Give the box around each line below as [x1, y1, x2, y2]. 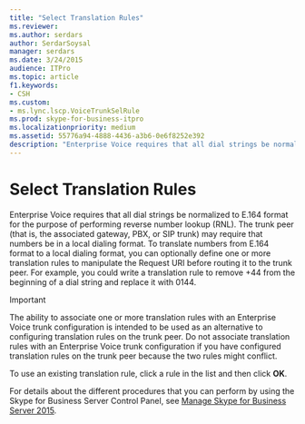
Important [9, 294, 46, 305]
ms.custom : [9, 97, 51, 107]
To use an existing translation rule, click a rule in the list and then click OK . [9, 368, 288, 379]
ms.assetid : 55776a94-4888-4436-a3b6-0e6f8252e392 [9, 132, 205, 141]
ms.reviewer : [9, 22, 59, 31]
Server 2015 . [9, 405, 57, 416]
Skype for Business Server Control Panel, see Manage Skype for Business [9, 395, 287, 406]
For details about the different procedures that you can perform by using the [9, 385, 295, 396]
